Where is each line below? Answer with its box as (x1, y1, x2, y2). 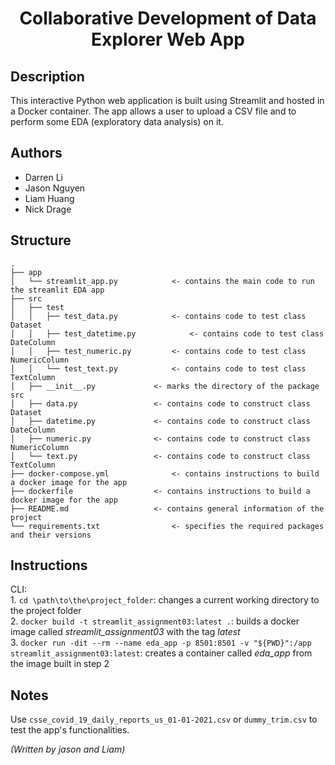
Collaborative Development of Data (19, 7, 317, 30)
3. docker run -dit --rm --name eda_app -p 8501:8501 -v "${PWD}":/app (10, 637, 312, 649)
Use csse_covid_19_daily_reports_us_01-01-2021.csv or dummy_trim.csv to (10, 713, 318, 726)
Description (10, 68, 85, 85)
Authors (10, 145, 63, 162)
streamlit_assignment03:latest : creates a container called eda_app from (10, 647, 313, 659)
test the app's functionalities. (10, 724, 130, 736)
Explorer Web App (91, 28, 245, 51)
